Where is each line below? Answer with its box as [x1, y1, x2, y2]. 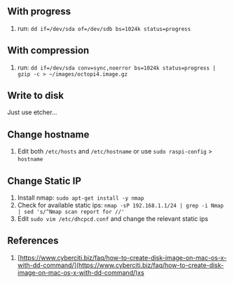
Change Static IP [7, 175, 82, 187]
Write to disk [7, 90, 64, 102]
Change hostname [7, 128, 90, 140]
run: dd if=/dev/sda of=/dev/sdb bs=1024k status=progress [17, 24, 191, 32]
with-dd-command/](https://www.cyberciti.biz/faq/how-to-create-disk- [17, 261, 224, 269]
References [7, 235, 59, 247]
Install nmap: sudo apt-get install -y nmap [17, 194, 144, 202]
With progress [7, 6, 71, 18]
